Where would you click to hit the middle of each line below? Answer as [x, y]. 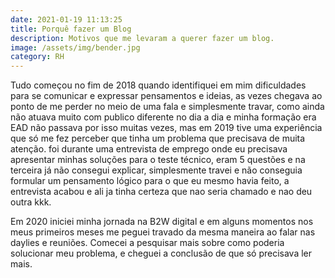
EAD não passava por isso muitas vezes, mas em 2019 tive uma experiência [166, 128]
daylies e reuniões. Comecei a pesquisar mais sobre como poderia [147, 243]
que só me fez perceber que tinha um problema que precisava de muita [158, 138]
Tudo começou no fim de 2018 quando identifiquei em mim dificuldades [158, 85]
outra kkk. [31, 202]
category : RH [37, 57]
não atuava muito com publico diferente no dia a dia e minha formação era [163, 117]
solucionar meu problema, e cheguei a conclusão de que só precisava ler [161, 253]
